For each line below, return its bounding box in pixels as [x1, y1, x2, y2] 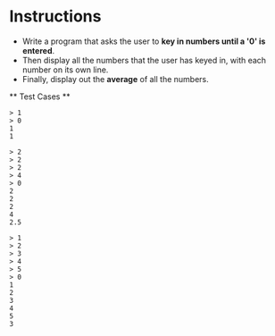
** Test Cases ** [9, 91, 71, 102]
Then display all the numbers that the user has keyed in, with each [21, 55, 266, 65]
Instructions [9, 6, 102, 27]
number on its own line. [21, 64, 109, 75]
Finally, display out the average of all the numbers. [21, 73, 210, 84]
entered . [21, 45, 55, 55]
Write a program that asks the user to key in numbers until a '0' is [21, 36, 266, 46]
